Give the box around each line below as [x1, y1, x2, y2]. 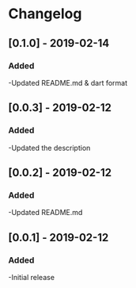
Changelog [8, 5, 82, 23]
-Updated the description [8, 143, 91, 152]
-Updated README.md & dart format [8, 78, 128, 87]
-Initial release [8, 272, 55, 282]
